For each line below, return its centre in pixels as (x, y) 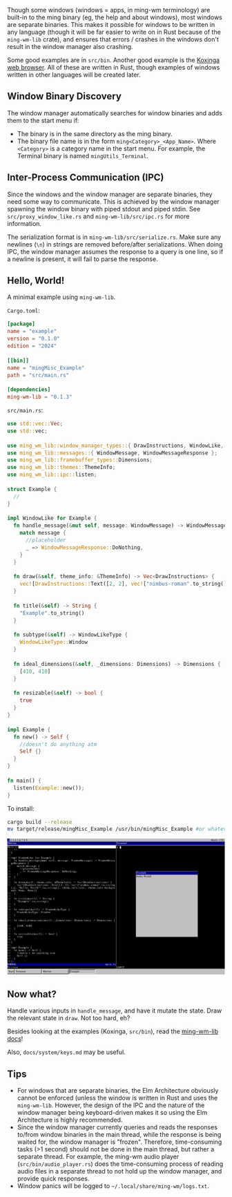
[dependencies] (29, 390)
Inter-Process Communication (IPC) (86, 178)
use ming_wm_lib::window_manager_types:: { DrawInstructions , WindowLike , (116, 446)
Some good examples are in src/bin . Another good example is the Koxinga (113, 60)
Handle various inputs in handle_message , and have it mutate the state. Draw (115, 1011)
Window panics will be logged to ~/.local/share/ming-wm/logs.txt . (113, 1186)
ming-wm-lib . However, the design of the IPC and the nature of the (111, 1105)
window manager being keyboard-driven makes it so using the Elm (112, 1112)
